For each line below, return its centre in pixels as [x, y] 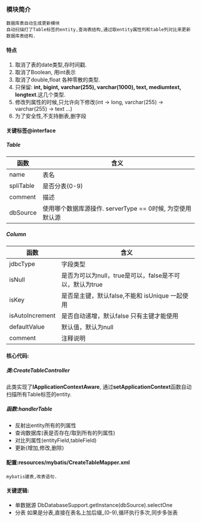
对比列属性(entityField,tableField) [56, 440]
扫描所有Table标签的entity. [39, 394]
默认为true [88, 284]
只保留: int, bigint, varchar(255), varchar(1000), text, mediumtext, [98, 87]
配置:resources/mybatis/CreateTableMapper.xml [68, 463]
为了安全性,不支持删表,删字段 [51, 116]
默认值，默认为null [87, 327]
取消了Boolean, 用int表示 [45, 72]
